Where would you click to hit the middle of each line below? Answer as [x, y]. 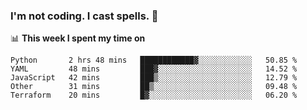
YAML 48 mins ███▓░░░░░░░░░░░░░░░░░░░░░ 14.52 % [154, 69]
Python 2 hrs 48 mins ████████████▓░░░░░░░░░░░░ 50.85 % [154, 60]
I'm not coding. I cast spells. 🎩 [84, 16]
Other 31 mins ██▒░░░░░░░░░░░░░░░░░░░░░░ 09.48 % [154, 87]
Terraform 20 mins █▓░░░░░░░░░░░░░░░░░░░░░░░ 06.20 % [154, 95]
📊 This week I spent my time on [78, 38]
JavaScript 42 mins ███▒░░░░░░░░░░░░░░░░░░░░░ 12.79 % [154, 78]
